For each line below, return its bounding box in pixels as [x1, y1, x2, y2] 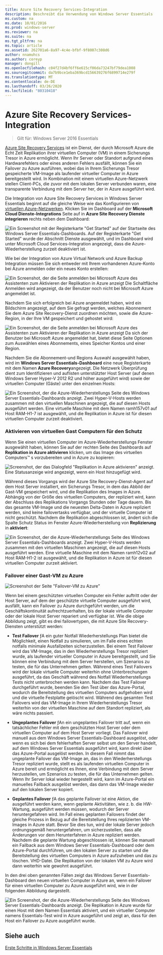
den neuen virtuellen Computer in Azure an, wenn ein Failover [28, 877, 152, 883]
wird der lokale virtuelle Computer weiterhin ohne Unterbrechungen [12, 669, 148, 675]
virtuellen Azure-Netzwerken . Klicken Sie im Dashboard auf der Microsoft [5, 206, 153, 211]
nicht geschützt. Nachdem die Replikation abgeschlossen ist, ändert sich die [5, 515, 158, 520]
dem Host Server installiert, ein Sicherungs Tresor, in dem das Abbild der [5, 484, 151, 489]
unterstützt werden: [24, 623, 64, 629]
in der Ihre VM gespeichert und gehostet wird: [21, 316, 114, 322]
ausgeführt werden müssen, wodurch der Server [31, 806, 130, 812]
